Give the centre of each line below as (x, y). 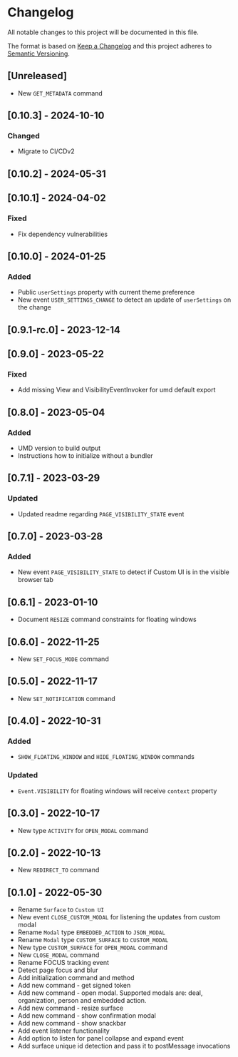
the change (34, 307)
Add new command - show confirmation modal (87, 1016)
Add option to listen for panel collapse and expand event (100, 1038)
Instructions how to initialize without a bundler (85, 455)
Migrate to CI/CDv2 (46, 151)
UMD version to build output (59, 448)
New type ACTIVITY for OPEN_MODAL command (83, 830)
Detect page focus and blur (58, 970)
